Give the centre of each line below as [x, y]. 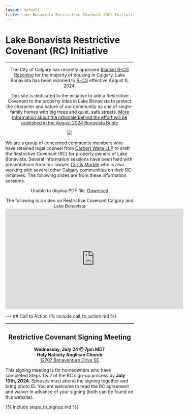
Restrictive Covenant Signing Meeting [70, 337]
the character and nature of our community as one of [62, 107]
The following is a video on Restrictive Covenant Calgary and [70, 201]
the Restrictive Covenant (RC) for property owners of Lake [66, 154]
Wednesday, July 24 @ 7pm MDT [70, 349]
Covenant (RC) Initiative [57, 51]
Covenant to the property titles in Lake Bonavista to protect [70, 101]
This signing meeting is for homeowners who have [58, 370]
